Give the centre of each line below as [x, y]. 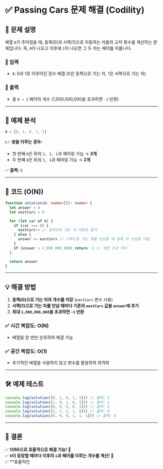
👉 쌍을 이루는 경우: [24, 142]
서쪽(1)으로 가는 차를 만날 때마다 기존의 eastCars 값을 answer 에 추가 [75, 306]
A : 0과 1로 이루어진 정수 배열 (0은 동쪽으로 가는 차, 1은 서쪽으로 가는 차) [79, 74]
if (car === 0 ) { [31, 225]
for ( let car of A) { [31, 221]
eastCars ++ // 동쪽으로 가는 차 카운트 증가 [57, 230]
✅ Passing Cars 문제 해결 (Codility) [75, 10]
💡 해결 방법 [21, 287]
